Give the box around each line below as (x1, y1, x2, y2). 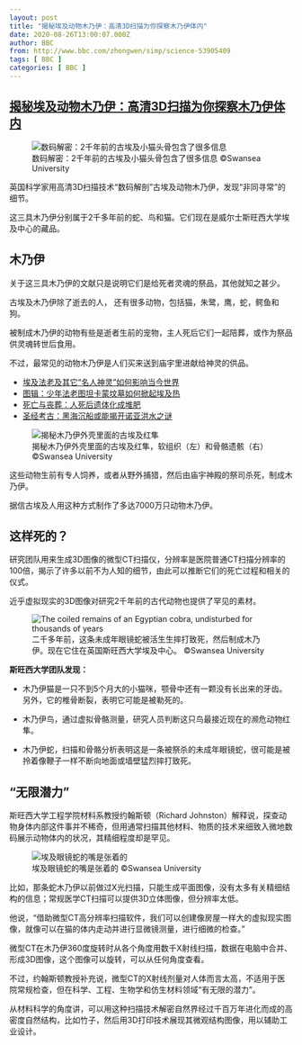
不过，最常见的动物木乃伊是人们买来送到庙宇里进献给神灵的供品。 (9, 357, 253, 368)
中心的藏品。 (16, 222, 65, 234)
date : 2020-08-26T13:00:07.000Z (9, 30, 130, 39)
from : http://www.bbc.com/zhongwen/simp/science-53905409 (9, 47, 231, 56)
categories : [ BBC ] (9, 64, 87, 73)
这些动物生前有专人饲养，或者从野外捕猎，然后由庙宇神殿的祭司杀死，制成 (9, 469, 285, 480)
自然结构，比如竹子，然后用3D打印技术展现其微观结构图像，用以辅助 (24, 1014, 280, 1026)
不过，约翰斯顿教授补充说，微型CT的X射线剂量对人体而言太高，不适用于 (9, 973, 278, 984)
